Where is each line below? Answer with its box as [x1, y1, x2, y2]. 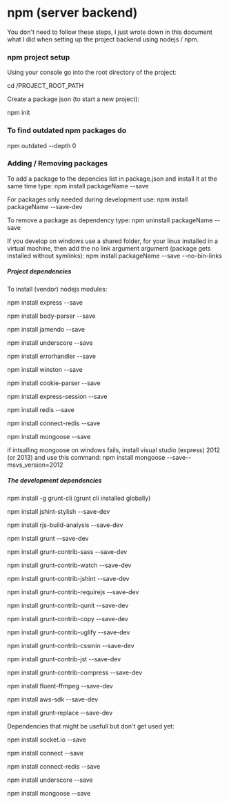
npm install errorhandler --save [7, 352, 97, 360]
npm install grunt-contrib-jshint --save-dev [7, 574, 130, 582]
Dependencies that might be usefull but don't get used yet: [7, 722, 175, 730]
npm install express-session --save [7, 392, 108, 400]
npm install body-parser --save [7, 312, 96, 320]
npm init [7, 109, 30, 117]
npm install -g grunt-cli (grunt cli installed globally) [7, 494, 151, 502]
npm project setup [7, 52, 70, 62]
